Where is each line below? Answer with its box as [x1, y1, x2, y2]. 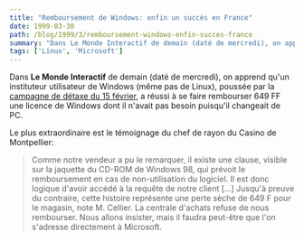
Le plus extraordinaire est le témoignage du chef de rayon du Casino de [9, 127, 277, 138]
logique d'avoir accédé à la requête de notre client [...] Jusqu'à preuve [31, 183, 295, 194]
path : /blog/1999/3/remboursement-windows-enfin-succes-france [9, 30, 253, 39]
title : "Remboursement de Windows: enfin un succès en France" [9, 13, 253, 23]
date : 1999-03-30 [9, 22, 75, 31]
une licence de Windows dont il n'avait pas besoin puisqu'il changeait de [9, 100, 280, 111]
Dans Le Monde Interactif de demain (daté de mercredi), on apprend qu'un [9, 71, 290, 82]
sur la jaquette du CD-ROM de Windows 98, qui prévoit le [31, 164, 246, 175]
